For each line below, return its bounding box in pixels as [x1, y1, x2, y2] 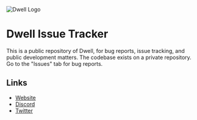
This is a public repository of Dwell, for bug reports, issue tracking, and [6, 47, 185, 54]
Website [15, 94, 37, 101]
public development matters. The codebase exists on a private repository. [6, 54, 192, 61]
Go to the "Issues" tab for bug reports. [6, 60, 103, 67]
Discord [15, 101, 35, 108]
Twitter [15, 107, 34, 114]
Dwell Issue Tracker [6, 27, 109, 41]
